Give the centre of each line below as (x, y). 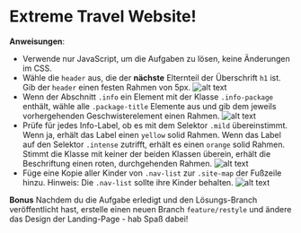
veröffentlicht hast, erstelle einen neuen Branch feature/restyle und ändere (150, 209)
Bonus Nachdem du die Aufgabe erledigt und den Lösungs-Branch (133, 200)
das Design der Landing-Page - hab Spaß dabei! (99, 219)
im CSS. (37, 68)
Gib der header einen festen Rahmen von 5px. (106, 87)
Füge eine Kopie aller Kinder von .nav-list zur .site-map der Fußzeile (152, 173)
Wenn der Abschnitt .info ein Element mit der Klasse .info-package (148, 97)
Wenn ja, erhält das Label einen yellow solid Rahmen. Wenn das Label (151, 134)
